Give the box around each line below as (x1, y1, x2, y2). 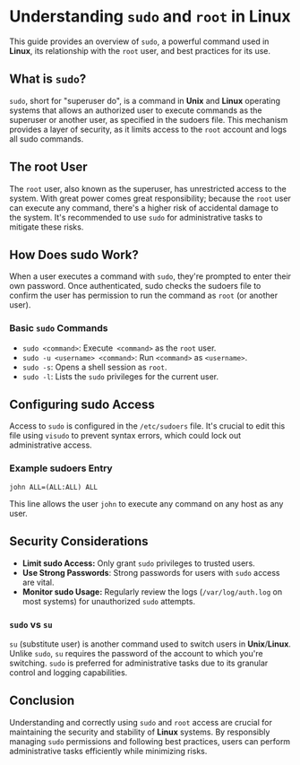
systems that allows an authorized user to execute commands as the (9, 105, 262, 116)
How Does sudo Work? (9, 247, 139, 262)
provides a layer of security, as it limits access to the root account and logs (9, 124, 287, 135)
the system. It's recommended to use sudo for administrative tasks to (9, 212, 263, 222)
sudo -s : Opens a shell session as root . (21, 361, 167, 372)
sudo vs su (9, 618, 53, 630)
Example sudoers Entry (9, 462, 114, 474)
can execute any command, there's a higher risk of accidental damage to (9, 202, 279, 213)
